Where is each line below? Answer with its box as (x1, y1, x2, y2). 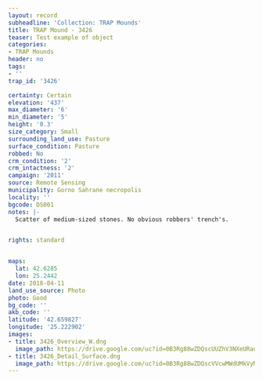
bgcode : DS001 (8, 201, 55, 209)
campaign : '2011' (8, 172, 65, 180)
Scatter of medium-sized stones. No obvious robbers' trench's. (15, 215, 229, 224)
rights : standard (8, 236, 65, 244)
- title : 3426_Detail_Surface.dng (8, 352, 121, 360)
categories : (8, 41, 47, 49)
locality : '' (8, 193, 51, 201)
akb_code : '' (8, 308, 51, 316)
